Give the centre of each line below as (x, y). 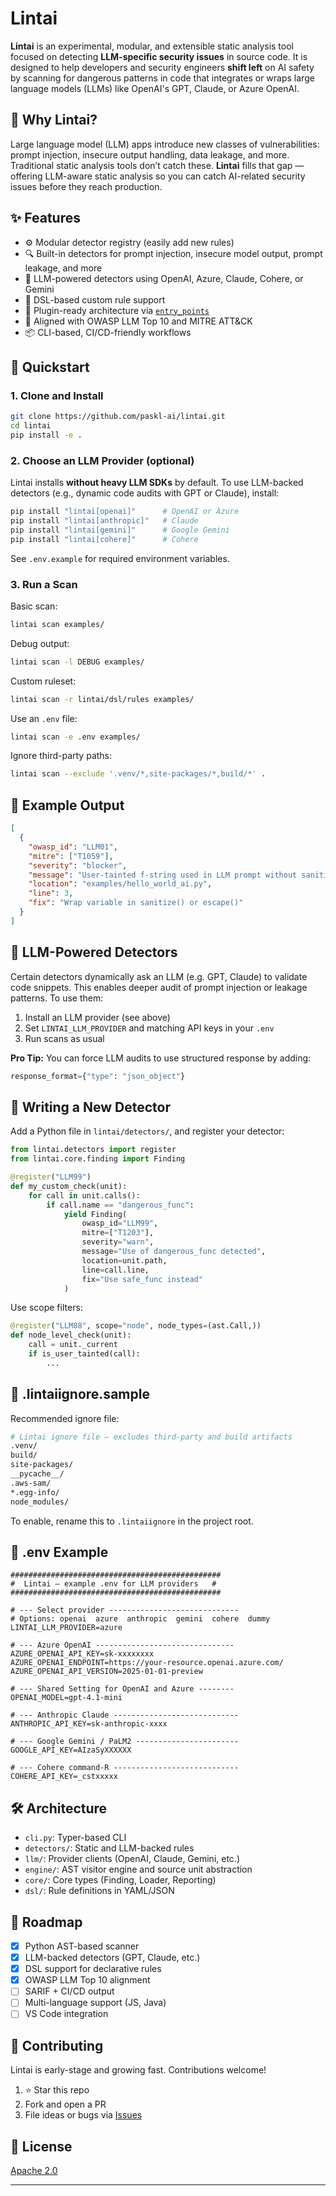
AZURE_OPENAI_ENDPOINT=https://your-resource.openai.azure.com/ (147, 1663)
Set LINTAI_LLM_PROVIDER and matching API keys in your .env (149, 1028)
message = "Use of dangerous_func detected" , (174, 1252)
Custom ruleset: (43, 681)
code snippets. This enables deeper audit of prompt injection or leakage (159, 987)
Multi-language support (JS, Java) (95, 2003)
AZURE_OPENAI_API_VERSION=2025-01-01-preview (106, 1672)
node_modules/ (40, 1502)
